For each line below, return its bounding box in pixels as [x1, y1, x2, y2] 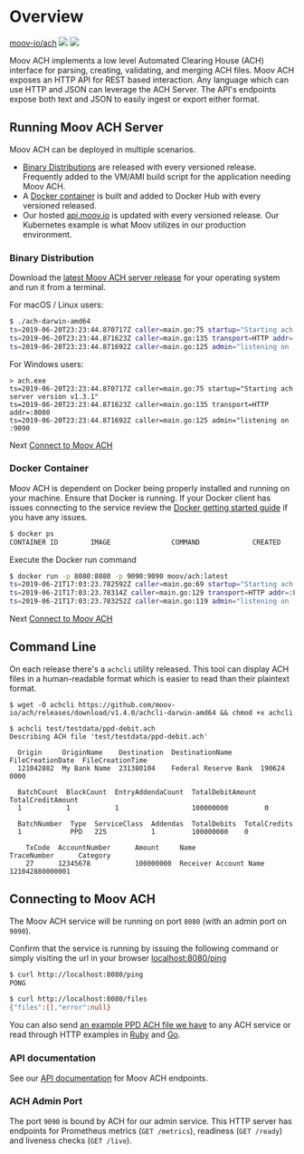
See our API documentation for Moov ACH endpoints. [9, 1072, 209, 1083]
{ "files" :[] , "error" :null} [9, 1004, 111, 1013]
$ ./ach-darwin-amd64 [9, 317, 91, 326]
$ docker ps [9, 529, 54, 538]
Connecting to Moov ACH [9, 891, 156, 907]
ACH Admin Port [9, 1095, 83, 1108]
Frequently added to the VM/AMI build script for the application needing [22, 170, 291, 182]
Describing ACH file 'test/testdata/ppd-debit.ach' [9, 732, 208, 741]
